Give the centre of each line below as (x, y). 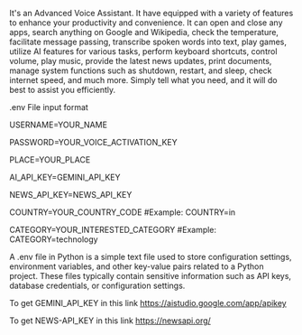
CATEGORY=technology (54, 239)
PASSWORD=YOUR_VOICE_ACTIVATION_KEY (93, 142)
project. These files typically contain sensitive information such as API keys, (150, 276)
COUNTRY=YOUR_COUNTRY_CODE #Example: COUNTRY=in (123, 212)
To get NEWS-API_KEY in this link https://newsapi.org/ (110, 321)
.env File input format (49, 107)
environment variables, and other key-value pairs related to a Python (137, 266)
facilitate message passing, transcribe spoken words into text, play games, (148, 42)
